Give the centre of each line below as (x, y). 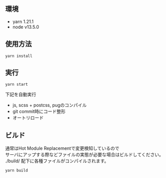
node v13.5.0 (26, 27)
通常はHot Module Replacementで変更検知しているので (62, 148)
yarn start (17, 85)
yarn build (17, 170)
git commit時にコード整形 (39, 111)
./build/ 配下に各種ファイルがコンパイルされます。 (57, 161)
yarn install (19, 56)
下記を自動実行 (21, 94)
